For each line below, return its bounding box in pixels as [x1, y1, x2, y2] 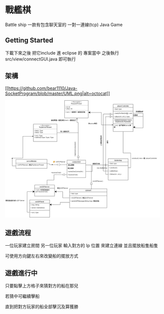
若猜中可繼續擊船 [5, 293, 40, 299]
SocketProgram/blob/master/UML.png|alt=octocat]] [5, 90, 110, 96]
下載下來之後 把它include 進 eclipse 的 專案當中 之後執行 [5, 50, 119, 56]
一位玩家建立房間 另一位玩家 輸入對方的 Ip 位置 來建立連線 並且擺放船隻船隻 [5, 243, 158, 249]
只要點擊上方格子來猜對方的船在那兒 [5, 283, 79, 289]
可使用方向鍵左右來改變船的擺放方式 [5, 253, 79, 259]
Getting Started [5, 36, 54, 45]
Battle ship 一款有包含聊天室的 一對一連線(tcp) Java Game [5, 22, 123, 28]
